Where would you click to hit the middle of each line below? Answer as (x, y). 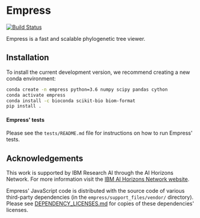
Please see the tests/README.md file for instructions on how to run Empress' (99, 133)
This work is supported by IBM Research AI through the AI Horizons (90, 173)
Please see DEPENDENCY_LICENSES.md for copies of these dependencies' (100, 204)
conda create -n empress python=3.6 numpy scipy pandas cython (87, 89)
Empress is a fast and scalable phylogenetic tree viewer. (76, 38)
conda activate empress (36, 95)
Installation (28, 58)
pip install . (24, 106)
